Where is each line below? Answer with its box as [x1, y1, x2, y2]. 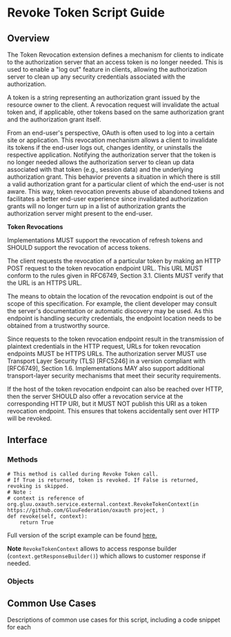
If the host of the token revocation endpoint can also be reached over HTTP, [7, 385, 224, 393]
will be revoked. [7, 414, 52, 422]
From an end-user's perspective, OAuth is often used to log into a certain [7, 129, 215, 137]
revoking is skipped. [7, 482, 70, 489]
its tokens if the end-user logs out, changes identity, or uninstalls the [7, 144, 202, 151]
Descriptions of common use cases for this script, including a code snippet [7, 616, 221, 624]
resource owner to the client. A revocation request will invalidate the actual [7, 101, 219, 108]
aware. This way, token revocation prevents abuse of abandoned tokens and [7, 188, 225, 195]
